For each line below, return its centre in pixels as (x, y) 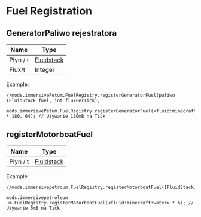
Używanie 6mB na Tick (33, 208)
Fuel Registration (49, 11)
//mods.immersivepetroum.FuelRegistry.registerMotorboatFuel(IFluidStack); (103, 187)
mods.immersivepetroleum (37, 198)
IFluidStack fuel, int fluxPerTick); (53, 100)
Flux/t (17, 70)
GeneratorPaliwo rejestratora (62, 33)
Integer (45, 70)
